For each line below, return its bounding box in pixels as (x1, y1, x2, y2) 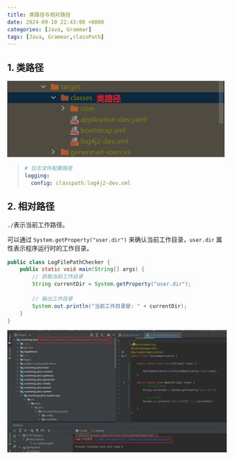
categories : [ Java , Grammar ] (7, 26, 92, 33)
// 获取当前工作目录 (32, 273, 84, 280)
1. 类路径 (7, 61, 44, 73)
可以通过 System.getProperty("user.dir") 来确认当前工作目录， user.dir (7, 235, 214, 244)
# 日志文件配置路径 (24, 165, 73, 172)
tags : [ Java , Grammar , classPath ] (7, 33, 104, 40)
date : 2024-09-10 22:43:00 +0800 (7, 18, 104, 26)
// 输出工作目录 (32, 295, 73, 302)
